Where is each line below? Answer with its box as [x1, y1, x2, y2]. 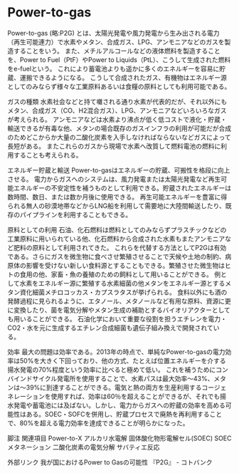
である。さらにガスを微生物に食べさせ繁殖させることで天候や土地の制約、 [7, 252, 225, 261]
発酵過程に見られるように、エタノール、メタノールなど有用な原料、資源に [7, 296, 225, 305]
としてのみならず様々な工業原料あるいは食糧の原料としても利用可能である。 [7, 82, 231, 90]
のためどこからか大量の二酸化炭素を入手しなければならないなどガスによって [7, 132, 231, 141]
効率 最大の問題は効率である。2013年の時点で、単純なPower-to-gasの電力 [7, 347, 225, 356]
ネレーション [7, 392, 45, 400]
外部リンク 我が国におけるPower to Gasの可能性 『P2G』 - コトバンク [7, 457, 213, 467]
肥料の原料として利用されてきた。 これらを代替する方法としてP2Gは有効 [13, 243, 227, 251]
